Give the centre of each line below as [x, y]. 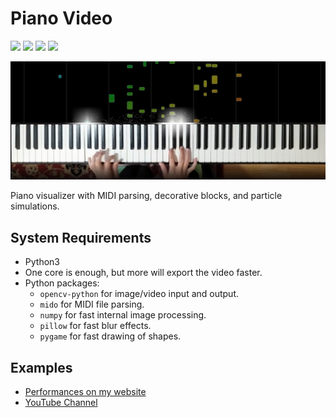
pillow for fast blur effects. [95, 326]
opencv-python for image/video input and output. [139, 294]
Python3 [42, 262]
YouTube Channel [61, 403]
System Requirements [81, 237]
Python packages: [62, 283]
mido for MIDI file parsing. [92, 304]
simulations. [35, 206]
